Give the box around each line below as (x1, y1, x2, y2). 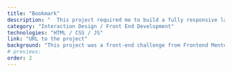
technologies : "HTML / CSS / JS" (7, 29, 104, 36)
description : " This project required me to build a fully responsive (7, 16, 217, 23)
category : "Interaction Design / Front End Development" (7, 23, 175, 29)
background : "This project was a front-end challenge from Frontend (7, 42, 209, 49)
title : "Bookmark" (7, 10, 60, 17)
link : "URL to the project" (7, 36, 88, 43)
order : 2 (7, 55, 32, 62)
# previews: (7, 49, 41, 56)
